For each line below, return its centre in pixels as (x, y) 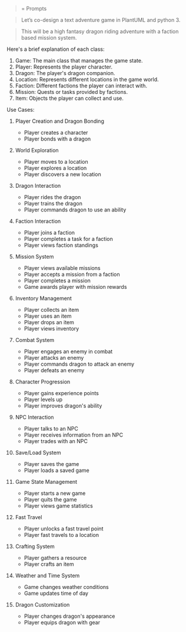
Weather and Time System (47, 576)
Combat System (35, 340)
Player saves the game (52, 464)
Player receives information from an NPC (73, 435)
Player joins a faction (49, 232)
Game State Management (46, 482)
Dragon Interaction (38, 186)
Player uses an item (48, 316)
